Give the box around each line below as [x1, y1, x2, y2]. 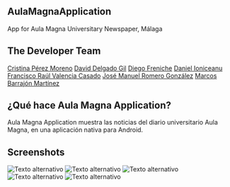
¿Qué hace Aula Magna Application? [7, 99, 171, 112]
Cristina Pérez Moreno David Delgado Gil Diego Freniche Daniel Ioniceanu [7, 64, 223, 72]
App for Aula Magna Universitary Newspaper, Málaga [7, 24, 163, 33]
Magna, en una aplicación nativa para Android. [7, 125, 144, 134]
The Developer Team [7, 45, 101, 57]
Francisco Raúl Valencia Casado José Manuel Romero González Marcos [7, 71, 217, 80]
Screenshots [7, 146, 65, 158]
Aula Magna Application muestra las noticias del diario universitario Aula [7, 118, 218, 127]
